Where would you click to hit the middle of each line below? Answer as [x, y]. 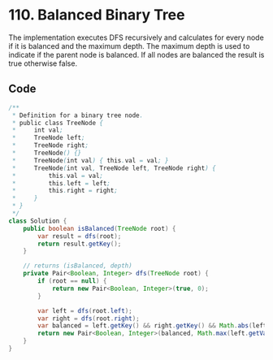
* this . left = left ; [61, 183]
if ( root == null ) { [72, 281]
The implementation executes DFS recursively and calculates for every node [136, 37]
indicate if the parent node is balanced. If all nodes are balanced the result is [136, 54]
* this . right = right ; [65, 191]
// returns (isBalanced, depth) [78, 266]
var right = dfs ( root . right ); [89, 319]
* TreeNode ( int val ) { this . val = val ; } [90, 160]
